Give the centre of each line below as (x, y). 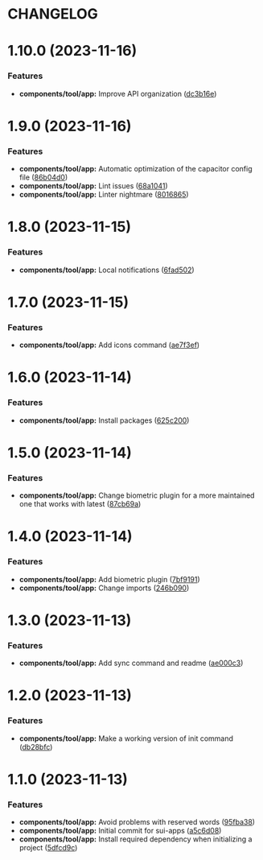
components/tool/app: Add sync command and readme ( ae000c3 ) (131, 663)
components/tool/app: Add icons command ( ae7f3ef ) (109, 345)
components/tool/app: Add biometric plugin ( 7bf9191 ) (109, 579)
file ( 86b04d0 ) (43, 177)
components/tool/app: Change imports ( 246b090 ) (104, 588)
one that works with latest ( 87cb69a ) (80, 504)
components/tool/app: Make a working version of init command (126, 738)
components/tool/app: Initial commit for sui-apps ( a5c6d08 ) (120, 831)
